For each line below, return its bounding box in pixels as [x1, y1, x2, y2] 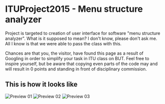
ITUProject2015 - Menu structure [5, 3, 143, 15]
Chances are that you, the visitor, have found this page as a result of [5, 50, 144, 56]
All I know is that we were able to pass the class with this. [5, 40, 122, 46]
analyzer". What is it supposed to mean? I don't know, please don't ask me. [5, 35, 158, 41]
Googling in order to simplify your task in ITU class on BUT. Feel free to [5, 55, 149, 61]
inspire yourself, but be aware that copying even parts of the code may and [5, 61, 158, 67]
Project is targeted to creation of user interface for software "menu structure [5, 30, 161, 36]
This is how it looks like [5, 80, 78, 89]
